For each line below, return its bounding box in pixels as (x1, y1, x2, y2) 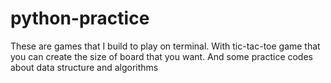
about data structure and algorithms (10, 61, 159, 73)
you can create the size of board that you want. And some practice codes (10, 50, 313, 62)
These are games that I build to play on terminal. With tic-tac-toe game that (10, 40, 321, 52)
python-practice (10, 7, 150, 30)
